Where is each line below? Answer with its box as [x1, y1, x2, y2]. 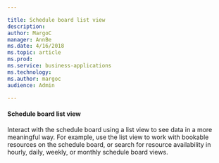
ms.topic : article [7, 49, 61, 56]
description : [7, 22, 46, 30]
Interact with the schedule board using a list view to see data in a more [7, 125, 213, 133]
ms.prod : [7, 56, 33, 63]
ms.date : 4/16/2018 [7, 43, 65, 50]
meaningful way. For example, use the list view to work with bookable [7, 133, 209, 141]
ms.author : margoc [7, 75, 61, 82]
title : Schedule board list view [7, 16, 106, 23]
